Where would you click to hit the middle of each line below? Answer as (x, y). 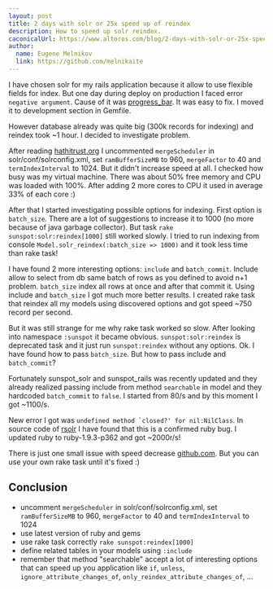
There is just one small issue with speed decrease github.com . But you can (134, 453)
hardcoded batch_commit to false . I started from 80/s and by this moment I (133, 395)
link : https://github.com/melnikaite (80, 62)
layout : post (30, 16)
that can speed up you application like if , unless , (102, 568)
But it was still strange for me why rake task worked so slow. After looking (132, 327)
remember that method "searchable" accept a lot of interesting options (139, 559)
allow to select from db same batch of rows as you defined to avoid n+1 (128, 277)
